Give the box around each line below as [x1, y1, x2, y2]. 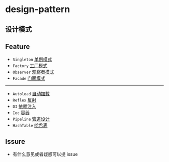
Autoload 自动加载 [12, 91, 50, 97]
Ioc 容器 [12, 110, 30, 116]
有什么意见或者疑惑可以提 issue [12, 151, 78, 157]
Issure [5, 137, 26, 146]
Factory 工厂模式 [12, 63, 48, 69]
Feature [5, 42, 30, 51]
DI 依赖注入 [12, 103, 37, 110]
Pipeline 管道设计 [12, 116, 50, 122]
